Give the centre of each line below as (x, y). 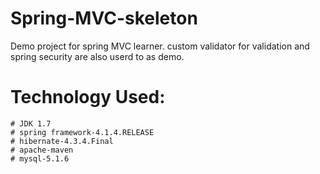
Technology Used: (88, 97)
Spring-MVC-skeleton (104, 18)
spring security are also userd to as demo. (97, 56)
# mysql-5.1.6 (40, 158)
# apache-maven (42, 150)
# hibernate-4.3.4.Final (62, 141)
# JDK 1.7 (31, 123)
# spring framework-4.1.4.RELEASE (82, 132)
